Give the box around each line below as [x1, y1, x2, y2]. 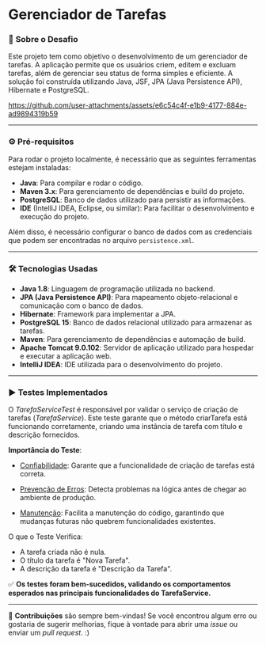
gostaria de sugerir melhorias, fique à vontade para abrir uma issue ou [8, 620, 238, 629]
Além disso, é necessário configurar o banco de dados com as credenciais [8, 227, 253, 237]
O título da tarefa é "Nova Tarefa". [19, 556, 131, 565]
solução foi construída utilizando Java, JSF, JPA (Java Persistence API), [8, 77, 243, 86]
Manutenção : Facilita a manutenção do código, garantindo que [19, 508, 225, 518]
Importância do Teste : [8, 446, 82, 455]
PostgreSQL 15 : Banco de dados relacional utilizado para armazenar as [19, 318, 253, 328]
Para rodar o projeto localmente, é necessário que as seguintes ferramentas [8, 154, 256, 164]
